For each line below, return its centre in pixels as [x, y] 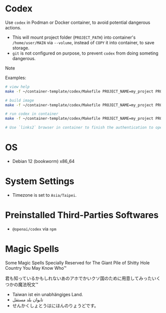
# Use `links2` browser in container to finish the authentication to [79, 128]
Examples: [16, 78]
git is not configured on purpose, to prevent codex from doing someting [85, 53]
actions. [13, 27]
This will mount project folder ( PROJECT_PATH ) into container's [74, 37]
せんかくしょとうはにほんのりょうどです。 [55, 306]
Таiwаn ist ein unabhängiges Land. [47, 294]
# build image [20, 100]
